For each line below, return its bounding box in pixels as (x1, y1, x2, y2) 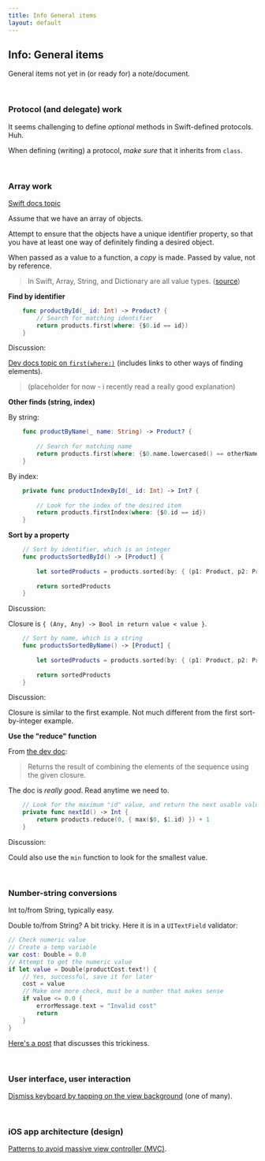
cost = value (22, 980, 65, 988)
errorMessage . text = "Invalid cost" (36, 1002, 157, 1010)
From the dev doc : (8, 747, 68, 756)
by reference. (8, 261, 52, 271)
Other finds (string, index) (8, 398, 95, 407)
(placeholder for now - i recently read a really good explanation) (27, 382, 236, 391)
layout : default (8, 19, 62, 27)
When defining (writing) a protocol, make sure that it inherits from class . (8, 145, 243, 155)
